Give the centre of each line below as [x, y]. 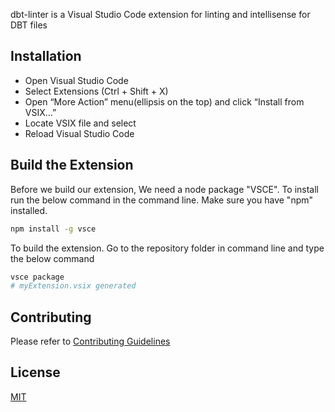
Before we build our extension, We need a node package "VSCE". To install [165, 189]
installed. [29, 210]
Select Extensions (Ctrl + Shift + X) [96, 91]
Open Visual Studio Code [76, 80]
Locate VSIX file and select [80, 123]
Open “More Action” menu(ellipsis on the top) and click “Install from [164, 101]
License [35, 372]
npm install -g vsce [53, 229]
